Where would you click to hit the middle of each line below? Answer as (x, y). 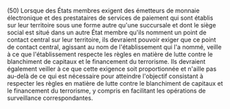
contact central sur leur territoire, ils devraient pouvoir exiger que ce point (112, 40)
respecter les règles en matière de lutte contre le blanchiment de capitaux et (115, 83)
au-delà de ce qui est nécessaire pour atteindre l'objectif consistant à (105, 76)
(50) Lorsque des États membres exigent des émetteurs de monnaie (104, 11)
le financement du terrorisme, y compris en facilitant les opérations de (106, 90)
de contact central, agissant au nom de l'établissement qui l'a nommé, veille (114, 47)
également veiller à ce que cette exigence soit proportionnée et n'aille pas (112, 69)
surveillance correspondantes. (50, 98)
